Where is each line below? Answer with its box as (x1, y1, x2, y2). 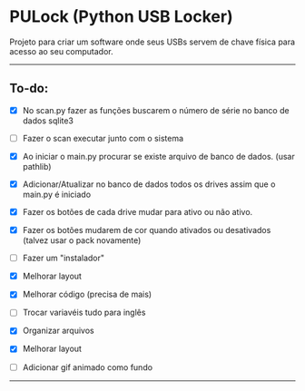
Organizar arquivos (22, 325, 94, 337)
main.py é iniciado (22, 189, 92, 200)
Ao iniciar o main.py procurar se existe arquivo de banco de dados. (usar (22, 151, 295, 161)
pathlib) (22, 161, 52, 171)
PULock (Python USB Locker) (9, 6, 233, 27)
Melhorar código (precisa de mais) (22, 288, 152, 300)
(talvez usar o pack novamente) (22, 235, 142, 246)
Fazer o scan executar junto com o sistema (22, 132, 184, 143)
